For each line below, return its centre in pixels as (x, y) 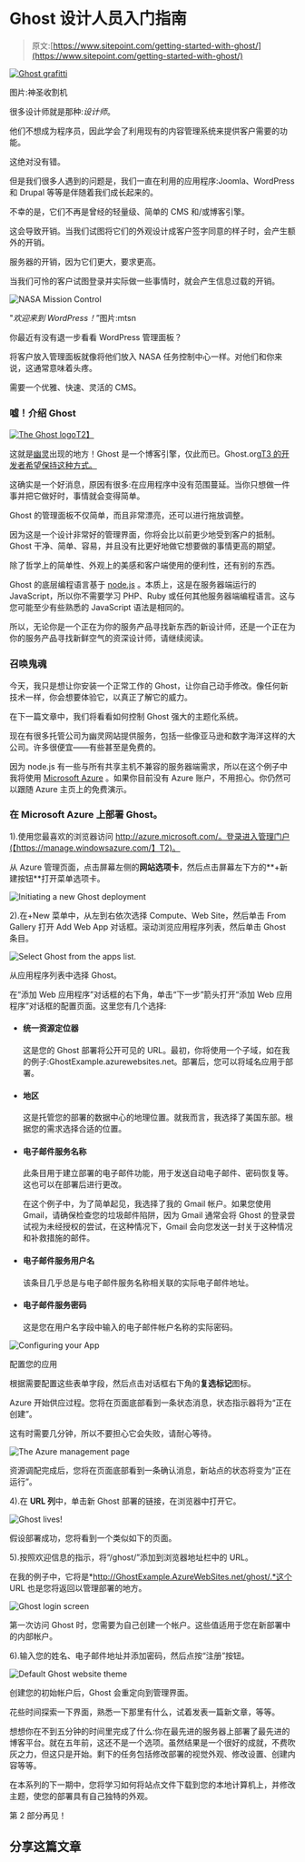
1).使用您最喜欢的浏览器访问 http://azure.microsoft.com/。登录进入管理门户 (150, 836)
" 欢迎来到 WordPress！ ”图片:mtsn (73, 317)
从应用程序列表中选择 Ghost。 (66, 975)
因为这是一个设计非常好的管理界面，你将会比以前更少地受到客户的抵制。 (144, 535)
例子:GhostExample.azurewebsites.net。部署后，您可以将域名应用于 (158, 1062)
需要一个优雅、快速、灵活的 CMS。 (75, 387)
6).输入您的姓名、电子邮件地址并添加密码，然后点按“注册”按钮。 (129, 1656)
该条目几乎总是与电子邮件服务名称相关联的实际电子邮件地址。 (138, 1283)
